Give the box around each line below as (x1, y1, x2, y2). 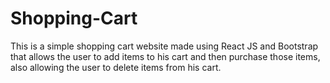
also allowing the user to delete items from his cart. (10, 61, 222, 73)
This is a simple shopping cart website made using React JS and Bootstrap (10, 40, 319, 52)
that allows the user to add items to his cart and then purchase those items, (10, 50, 321, 62)
